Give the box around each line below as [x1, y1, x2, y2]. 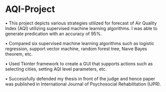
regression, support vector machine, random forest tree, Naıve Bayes [5, 45, 148, 51]
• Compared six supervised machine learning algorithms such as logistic [5, 40, 155, 46]
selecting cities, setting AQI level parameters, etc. [5, 66, 107, 72]
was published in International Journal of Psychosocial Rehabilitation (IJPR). [5, 81, 161, 87]
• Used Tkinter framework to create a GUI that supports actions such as [5, 60, 153, 66]
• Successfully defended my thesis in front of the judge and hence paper [5, 75, 156, 81]
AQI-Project [5, 3, 55, 15]
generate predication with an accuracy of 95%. [5, 30, 102, 36]
